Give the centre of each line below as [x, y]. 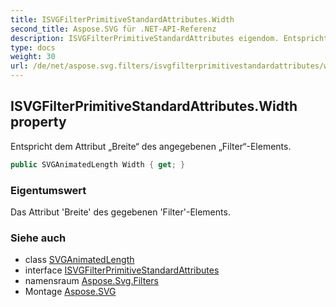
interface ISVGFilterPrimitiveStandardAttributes [122, 270]
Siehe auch [38, 238]
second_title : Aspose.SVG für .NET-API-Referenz [113, 29]
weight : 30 [33, 57]
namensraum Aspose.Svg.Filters [91, 281]
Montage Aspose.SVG [70, 292]
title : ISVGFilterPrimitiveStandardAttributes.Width [122, 19]
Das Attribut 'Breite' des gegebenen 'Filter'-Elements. [120, 212]
